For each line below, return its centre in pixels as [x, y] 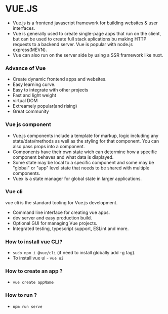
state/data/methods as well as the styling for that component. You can [86, 141]
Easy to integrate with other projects [50, 90]
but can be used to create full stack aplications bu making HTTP [79, 39]
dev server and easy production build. [52, 217]
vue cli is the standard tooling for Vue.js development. [61, 202]
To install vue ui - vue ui [38, 258]
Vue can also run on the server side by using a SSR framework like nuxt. [88, 55]
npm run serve [27, 306]
